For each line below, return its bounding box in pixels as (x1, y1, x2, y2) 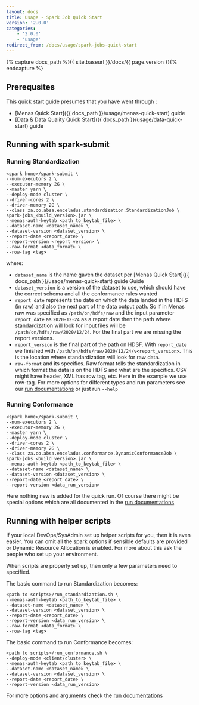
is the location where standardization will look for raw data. (14, 353, 160, 361)
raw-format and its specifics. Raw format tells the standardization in (14, 360, 181, 367)
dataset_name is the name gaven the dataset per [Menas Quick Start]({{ (14, 271, 189, 278)
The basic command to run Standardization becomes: (6, 580, 138, 587)
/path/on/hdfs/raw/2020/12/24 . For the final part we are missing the (14, 328, 182, 335)
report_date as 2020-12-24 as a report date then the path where (14, 316, 172, 323)
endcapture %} (6, 64, 43, 72)
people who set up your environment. (6, 550, 98, 558)
